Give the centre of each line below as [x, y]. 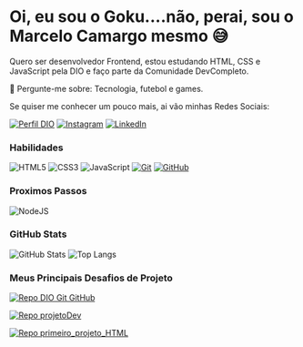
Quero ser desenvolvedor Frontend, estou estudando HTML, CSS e [135, 61]
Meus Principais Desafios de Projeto [91, 278]
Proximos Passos [48, 191]
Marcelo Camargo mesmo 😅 [119, 36]
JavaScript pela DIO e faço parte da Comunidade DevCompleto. [129, 71]
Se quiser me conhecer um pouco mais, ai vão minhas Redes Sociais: [140, 106]
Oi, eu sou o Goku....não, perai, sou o [151, 17]
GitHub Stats [38, 234]
